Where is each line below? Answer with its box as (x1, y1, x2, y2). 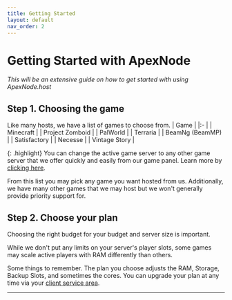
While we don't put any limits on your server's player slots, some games (7, 243, 212, 252)
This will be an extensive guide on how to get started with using (7, 75, 188, 83)
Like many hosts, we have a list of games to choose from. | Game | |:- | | (7, 121, 213, 130)
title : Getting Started (7, 10, 76, 17)
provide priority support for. (7, 192, 86, 200)
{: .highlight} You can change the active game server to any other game (7, 149, 211, 157)
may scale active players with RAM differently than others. (7, 250, 173, 259)
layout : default (7, 17, 54, 23)
